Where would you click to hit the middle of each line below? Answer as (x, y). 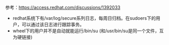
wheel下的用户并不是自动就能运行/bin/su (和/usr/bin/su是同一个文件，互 (88, 31)
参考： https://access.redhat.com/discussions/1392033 (63, 7)
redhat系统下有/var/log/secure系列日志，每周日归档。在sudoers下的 (84, 18)
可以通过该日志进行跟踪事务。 (53, 25)
